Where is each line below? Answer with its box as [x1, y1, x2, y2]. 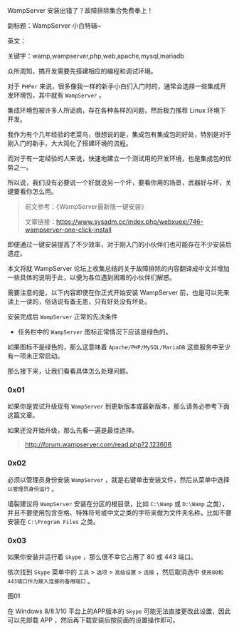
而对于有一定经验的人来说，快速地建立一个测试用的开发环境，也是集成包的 [7, 154, 225, 163]
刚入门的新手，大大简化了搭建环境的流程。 [7, 139, 132, 148]
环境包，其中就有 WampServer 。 [13, 91, 105, 99]
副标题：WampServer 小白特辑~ [7, 21, 102, 30]
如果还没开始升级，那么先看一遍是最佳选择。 [7, 426, 139, 435]
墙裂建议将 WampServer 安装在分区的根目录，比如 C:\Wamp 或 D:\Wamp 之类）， [7, 499, 229, 508]
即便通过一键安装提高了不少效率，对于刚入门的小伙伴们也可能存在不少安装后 [7, 240, 232, 248]
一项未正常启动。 [13, 352, 64, 360]
